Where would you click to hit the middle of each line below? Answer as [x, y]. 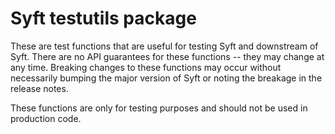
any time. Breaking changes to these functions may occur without [146, 67]
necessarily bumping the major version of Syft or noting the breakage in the [166, 78]
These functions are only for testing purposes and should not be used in [159, 108]
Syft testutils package [103, 18]
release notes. [39, 88]
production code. [46, 118]
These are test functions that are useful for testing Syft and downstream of [164, 46]
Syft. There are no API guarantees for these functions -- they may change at [167, 56]
